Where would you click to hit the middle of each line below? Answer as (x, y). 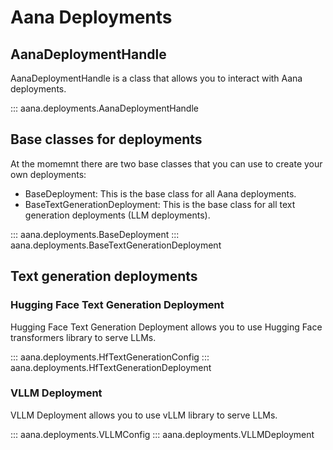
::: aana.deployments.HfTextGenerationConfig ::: (110, 357)
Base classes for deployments (106, 139)
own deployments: (48, 174)
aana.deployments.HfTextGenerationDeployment (111, 367)
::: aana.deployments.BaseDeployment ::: (95, 234)
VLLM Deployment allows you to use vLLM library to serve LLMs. (144, 415)
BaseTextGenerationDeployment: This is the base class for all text (160, 204)
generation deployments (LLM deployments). (117, 215)
